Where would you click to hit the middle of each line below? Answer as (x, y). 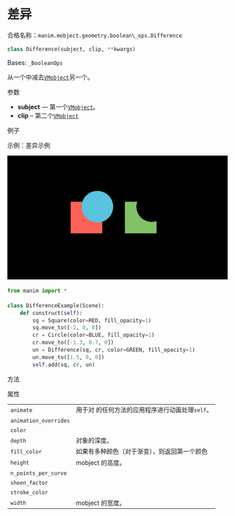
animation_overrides (40, 421)
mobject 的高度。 (101, 462)
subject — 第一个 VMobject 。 (58, 106)
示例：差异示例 (29, 145)
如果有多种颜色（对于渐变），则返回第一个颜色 (142, 452)
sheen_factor (29, 483)
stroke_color (29, 493)
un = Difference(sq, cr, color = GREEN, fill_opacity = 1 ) (114, 350)
